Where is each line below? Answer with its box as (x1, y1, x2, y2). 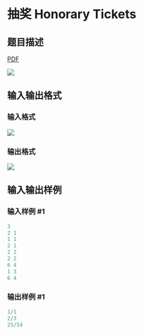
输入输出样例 (7, 184, 62, 196)
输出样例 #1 (7, 292, 45, 302)
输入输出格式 (7, 89, 62, 101)
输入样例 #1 (7, 207, 45, 216)
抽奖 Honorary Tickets (7, 6, 137, 22)
